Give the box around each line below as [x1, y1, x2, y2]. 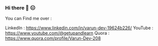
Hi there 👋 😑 [5, 4, 36, 11]
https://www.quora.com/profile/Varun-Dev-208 [5, 35, 101, 41]
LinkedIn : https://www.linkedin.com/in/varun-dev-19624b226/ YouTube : [5, 25, 154, 31]
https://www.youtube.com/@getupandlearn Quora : [5, 30, 110, 36]
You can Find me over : [5, 16, 52, 22]
